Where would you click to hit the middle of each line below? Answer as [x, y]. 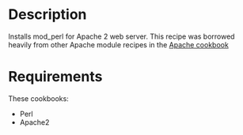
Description [47, 15]
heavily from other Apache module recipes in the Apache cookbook [119, 44]
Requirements [55, 77]
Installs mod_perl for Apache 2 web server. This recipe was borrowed [121, 36]
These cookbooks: [38, 98]
